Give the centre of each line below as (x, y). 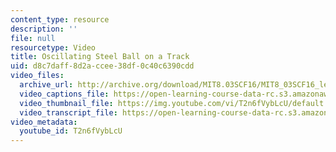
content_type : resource (60, 19)
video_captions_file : (64, 94)
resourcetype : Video (53, 47)
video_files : (37, 76)
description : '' (44, 29)
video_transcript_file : (68, 112)
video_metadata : (44, 122)
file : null (33, 38)
